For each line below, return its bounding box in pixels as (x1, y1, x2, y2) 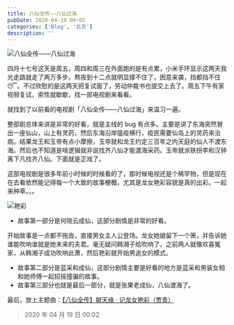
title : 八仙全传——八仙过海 (7, 10, 77, 17)
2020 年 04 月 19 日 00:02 (24, 310, 100, 319)
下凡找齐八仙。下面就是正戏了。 (13, 154, 105, 164)
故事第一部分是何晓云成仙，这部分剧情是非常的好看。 (17, 216, 171, 225)
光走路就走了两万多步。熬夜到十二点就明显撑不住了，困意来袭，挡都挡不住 (7, 73, 221, 81)
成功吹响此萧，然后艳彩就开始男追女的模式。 (43, 248, 172, 257)
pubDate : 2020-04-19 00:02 (7, 17, 86, 24)
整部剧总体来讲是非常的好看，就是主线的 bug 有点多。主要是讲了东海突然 (7, 120, 217, 129)
